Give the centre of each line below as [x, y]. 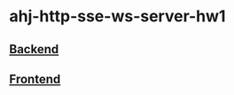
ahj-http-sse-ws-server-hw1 [117, 16]
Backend [34, 49]
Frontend [35, 79]
